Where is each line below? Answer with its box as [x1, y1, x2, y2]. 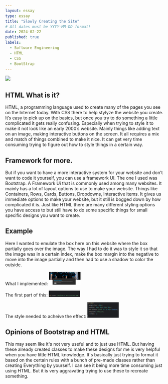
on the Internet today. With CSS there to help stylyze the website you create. [5, 110, 163, 116]
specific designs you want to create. [5, 212, 80, 218]
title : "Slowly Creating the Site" [5, 19, 80, 24]
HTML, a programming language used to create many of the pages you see [5, 104, 161, 110]
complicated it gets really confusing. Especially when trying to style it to [5, 120, 154, 126]
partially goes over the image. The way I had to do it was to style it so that [5, 246, 158, 252]
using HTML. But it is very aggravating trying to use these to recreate [5, 368, 148, 374]
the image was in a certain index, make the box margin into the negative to [5, 251, 159, 257]
